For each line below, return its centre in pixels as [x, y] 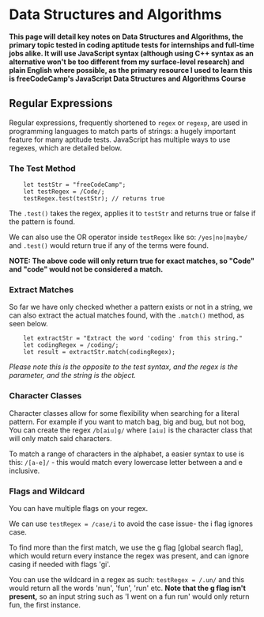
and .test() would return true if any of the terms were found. [109, 246]
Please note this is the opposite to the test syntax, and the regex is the [124, 367]
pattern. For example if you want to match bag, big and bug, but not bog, [127, 421]
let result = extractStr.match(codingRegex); [100, 352]
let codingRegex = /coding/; [71, 345]
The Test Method [42, 168]
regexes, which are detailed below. [66, 147]
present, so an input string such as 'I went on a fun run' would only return [129, 596]
